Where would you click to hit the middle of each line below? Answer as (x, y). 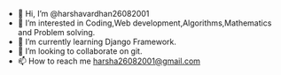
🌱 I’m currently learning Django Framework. (97, 41)
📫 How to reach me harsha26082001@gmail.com (109, 61)
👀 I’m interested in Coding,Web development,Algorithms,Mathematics (144, 23)
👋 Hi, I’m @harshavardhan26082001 (83, 14)
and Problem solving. (56, 32)
